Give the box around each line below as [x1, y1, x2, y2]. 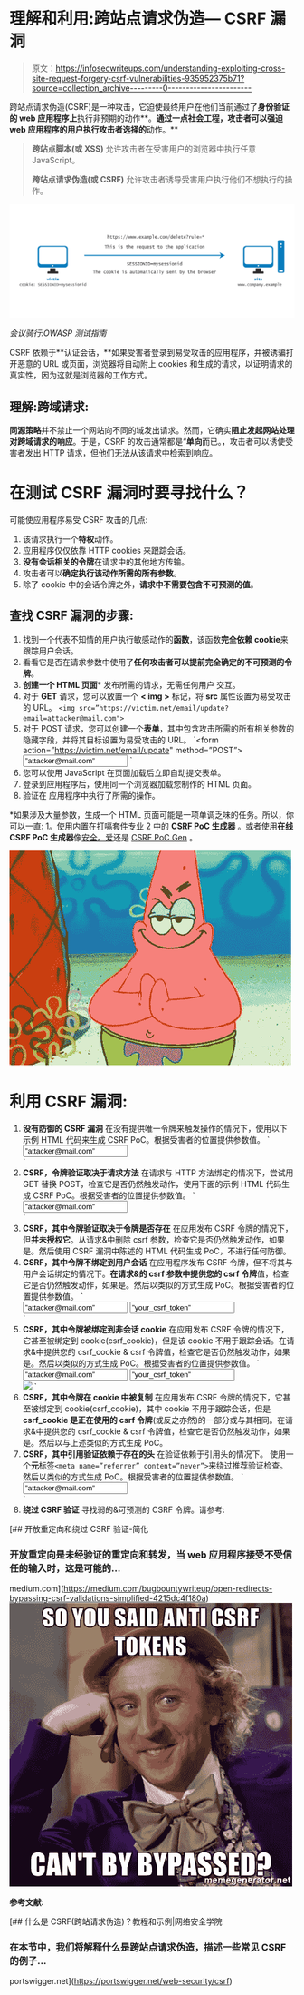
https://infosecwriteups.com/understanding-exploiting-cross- [55, 63, 286, 74]
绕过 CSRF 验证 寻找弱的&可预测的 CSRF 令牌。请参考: [22, 1504, 225, 1515]
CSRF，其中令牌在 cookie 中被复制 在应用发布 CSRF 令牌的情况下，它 [22, 1391, 283, 1402]
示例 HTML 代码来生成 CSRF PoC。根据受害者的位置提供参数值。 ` [22, 1134, 270, 1145]
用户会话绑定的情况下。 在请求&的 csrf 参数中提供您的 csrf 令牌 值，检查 [22, 1268, 290, 1279]
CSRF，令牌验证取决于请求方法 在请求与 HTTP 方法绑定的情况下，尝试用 [22, 1167, 294, 1178]
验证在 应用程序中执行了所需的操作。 [22, 790, 160, 801]
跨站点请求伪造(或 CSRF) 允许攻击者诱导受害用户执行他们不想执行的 [31, 173, 285, 184]
